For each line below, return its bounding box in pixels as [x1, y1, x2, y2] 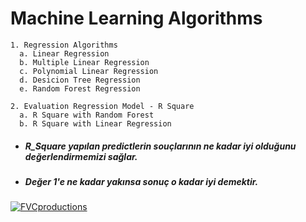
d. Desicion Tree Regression [19, 75, 141, 85]
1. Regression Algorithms [10, 40, 118, 50]
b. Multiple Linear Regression [19, 57, 150, 67]
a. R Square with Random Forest [19, 110, 155, 120]
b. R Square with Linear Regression [19, 118, 172, 129]
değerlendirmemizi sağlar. [24, 150, 138, 162]
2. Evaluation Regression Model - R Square [10, 101, 195, 111]
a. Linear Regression [19, 48, 110, 59]
